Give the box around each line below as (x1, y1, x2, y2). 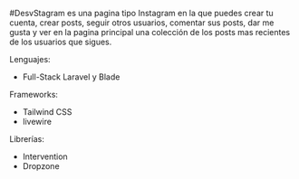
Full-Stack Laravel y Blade (22, 71, 121, 82)
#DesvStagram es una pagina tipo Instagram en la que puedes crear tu (9, 8, 274, 18)
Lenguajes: (9, 54, 52, 64)
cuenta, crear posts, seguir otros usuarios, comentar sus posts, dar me (9, 17, 275, 28)
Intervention (22, 151, 68, 162)
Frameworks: (9, 89, 59, 99)
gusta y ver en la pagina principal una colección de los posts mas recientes (9, 27, 291, 37)
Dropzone (22, 161, 61, 171)
